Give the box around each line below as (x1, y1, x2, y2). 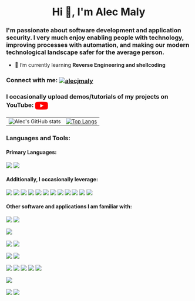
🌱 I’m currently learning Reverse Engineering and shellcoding (14, 62, 166, 69)
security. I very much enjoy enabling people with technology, (6, 33, 184, 42)
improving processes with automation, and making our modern (6, 41, 190, 49)
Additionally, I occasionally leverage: (6, 176, 99, 183)
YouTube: (6, 101, 34, 109)
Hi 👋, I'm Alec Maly (52, 5, 146, 19)
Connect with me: (6, 76, 58, 84)
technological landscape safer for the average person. (6, 48, 164, 56)
